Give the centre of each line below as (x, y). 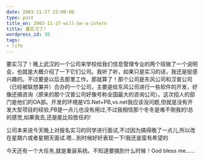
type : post (20, 18)
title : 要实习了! (26, 29)
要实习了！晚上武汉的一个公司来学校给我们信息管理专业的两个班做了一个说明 (102, 64)
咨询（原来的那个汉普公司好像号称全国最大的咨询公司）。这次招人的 (106, 94)
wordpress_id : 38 (28, 35)
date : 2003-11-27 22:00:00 (40, 12)
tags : (13, 40)
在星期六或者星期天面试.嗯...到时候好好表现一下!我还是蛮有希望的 (87, 137)
